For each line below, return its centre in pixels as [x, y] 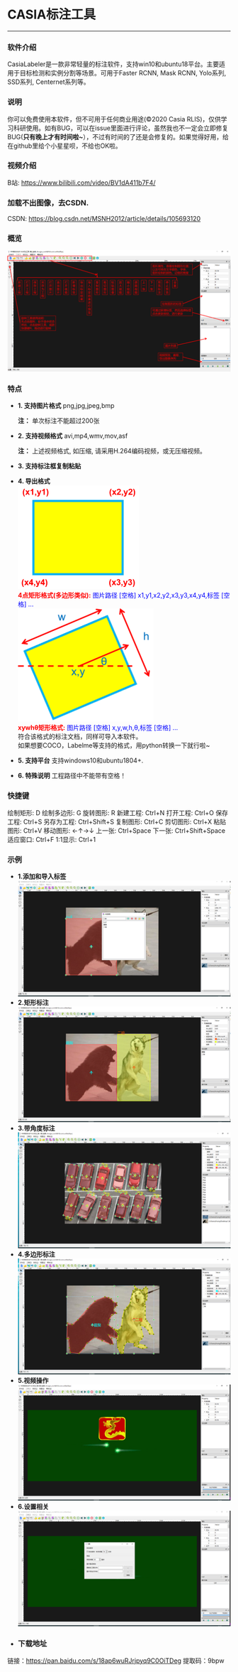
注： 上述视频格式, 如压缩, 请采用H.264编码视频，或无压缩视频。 [112, 451]
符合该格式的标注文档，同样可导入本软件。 [80, 737]
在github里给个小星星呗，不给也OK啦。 [64, 146]
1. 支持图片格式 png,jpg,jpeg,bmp [66, 406]
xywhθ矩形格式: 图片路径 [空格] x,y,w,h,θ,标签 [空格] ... [98, 728]
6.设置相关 [33, 1506]
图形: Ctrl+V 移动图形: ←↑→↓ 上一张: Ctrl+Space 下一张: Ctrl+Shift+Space [116, 830]
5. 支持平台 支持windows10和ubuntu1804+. [80, 760]
